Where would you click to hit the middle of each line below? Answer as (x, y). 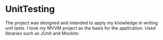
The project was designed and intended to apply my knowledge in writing (82, 23)
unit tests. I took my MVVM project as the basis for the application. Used (80, 28)
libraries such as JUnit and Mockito (42, 33)
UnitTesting (30, 9)
